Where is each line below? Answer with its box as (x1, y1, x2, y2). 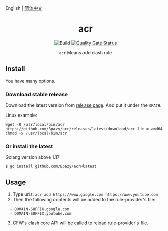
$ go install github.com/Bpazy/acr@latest (5, 164, 97, 169)
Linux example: (5, 112, 37, 119)
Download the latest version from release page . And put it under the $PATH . (5, 102, 162, 108)
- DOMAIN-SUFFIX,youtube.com (10, 211, 72, 216)
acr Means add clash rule (59, 49, 113, 55)
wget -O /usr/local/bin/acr (5, 122, 65, 127)
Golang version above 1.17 (5, 154, 60, 160)
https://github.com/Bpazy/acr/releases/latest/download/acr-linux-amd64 (5, 127, 163, 132)
